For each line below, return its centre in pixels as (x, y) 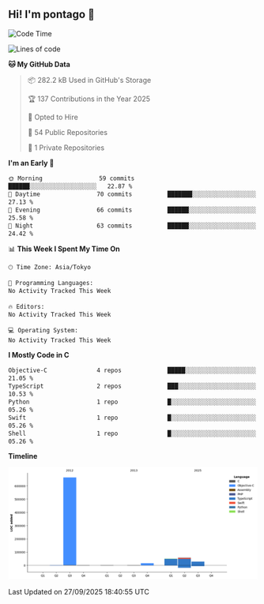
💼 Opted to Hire (53, 117)
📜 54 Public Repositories (68, 132)
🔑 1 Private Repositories (66, 148)
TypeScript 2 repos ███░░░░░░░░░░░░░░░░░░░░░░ (132, 386)
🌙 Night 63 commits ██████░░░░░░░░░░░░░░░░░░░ (132, 226)
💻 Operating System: (43, 330)
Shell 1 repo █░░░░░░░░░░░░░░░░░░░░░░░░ (132, 433)
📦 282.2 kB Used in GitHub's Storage (89, 80)
